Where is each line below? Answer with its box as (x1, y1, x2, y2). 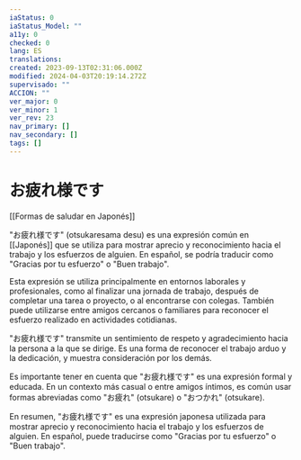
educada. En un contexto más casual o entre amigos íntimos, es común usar (9, 381, 292, 392)
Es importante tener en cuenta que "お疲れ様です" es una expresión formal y (9, 371, 293, 382)
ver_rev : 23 (9, 113, 54, 122)
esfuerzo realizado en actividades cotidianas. (9, 314, 178, 325)
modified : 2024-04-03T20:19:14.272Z (9, 72, 146, 81)
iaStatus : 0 (9, 13, 54, 23)
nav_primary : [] (9, 122, 70, 131)
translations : (9, 55, 63, 64)
